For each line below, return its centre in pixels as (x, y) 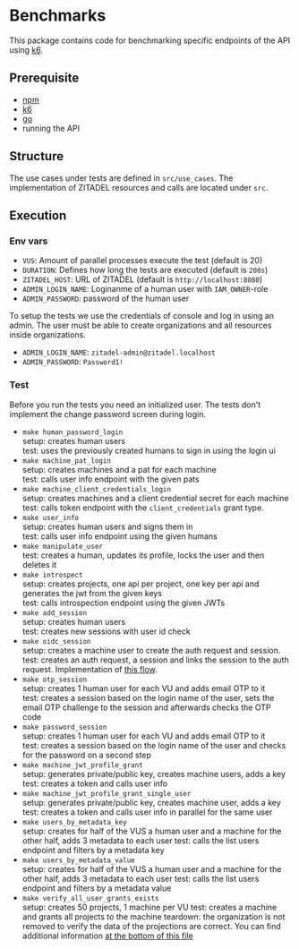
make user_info (51, 517)
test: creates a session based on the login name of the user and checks (154, 745)
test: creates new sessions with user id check (106, 631)
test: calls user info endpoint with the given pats (111, 479)
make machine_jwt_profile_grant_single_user (107, 793)
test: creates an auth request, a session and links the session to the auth (155, 660)
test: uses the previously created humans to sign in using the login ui (149, 450)
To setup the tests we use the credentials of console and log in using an (142, 316)
